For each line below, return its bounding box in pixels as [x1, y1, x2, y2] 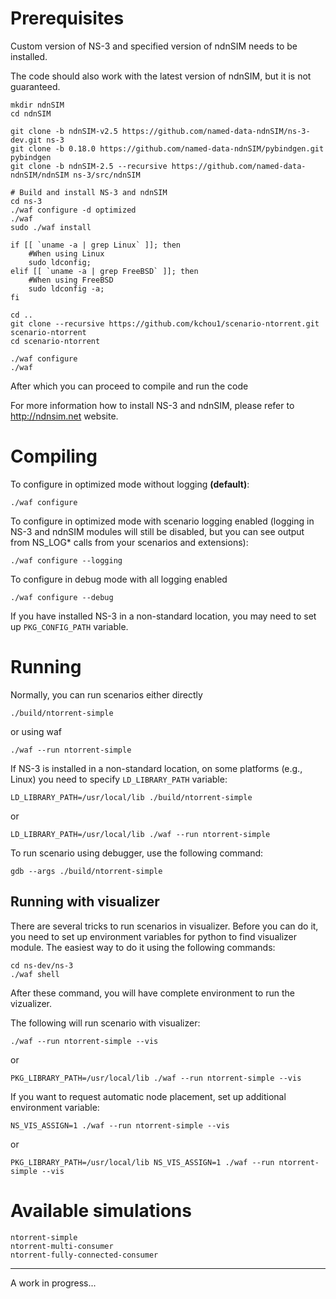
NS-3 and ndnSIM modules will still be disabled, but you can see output [10, 525, 305, 537]
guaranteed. [10, 80, 61, 92]
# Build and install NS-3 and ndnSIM [10, 187, 168, 197]
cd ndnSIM [10, 108, 52, 119]
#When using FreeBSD [28, 275, 114, 285]
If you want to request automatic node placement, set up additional [10, 1090, 287, 1102]
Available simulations [10, 1199, 192, 1222]
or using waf [10, 725, 62, 737]
